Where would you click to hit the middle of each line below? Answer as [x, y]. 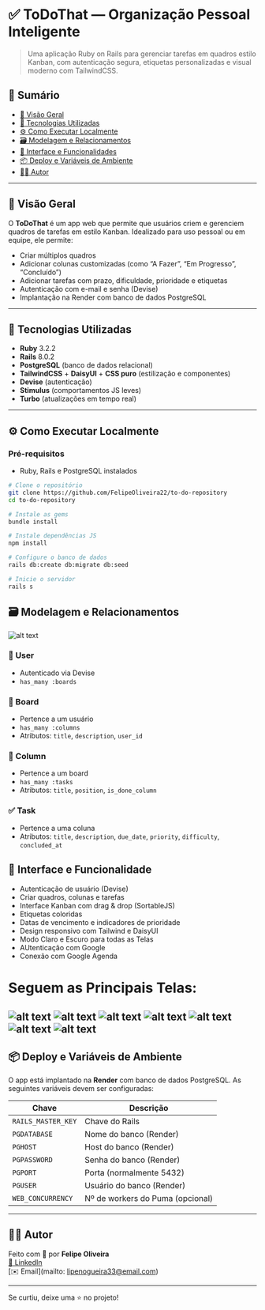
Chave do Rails [112, 1121]
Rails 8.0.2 [37, 357]
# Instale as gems [38, 514]
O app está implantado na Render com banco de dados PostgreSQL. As [125, 1080]
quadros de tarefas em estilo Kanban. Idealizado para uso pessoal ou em [127, 232]
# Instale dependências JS [52, 536]
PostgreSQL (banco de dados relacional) [86, 365]
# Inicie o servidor [42, 579]
